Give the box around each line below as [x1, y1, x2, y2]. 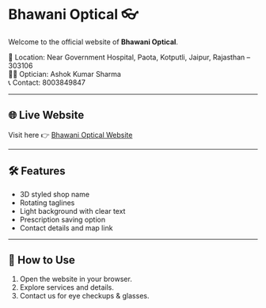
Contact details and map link [19, 222, 113, 233]
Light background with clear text [19, 206, 126, 215]
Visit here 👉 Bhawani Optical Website [8, 130, 133, 139]
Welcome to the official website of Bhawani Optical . [8, 36, 178, 47]
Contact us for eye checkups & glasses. [19, 291, 150, 301]
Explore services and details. [19, 283, 115, 292]
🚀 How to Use [8, 253, 75, 267]
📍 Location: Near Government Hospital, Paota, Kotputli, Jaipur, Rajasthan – [8, 52, 251, 62]
